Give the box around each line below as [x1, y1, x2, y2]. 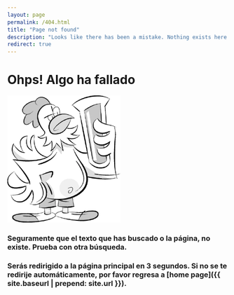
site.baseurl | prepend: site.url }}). [7, 278, 128, 288]
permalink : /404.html [7, 18, 71, 26]
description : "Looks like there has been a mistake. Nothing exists [7, 34, 212, 41]
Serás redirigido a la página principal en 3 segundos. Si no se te [7, 261, 228, 270]
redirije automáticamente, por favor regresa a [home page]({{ [7, 270, 221, 280]
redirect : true [7, 41, 52, 48]
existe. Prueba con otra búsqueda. [7, 242, 128, 252]
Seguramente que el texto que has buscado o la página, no [7, 233, 211, 243]
